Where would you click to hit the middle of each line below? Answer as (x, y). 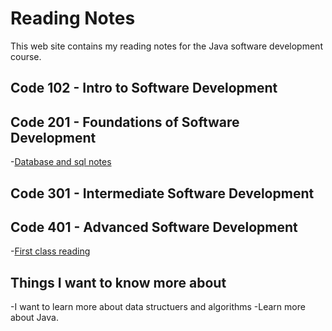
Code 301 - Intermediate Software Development (162, 193)
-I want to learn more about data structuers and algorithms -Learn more (158, 307)
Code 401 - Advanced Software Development (154, 227)
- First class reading (50, 251)
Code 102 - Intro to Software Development (144, 88)
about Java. (34, 318)
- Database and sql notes (61, 162)
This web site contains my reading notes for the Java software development (166, 46)
